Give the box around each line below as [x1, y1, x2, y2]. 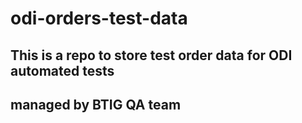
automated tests [10, 62, 115, 79]
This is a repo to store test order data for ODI [10, 47, 293, 64]
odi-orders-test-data [10, 7, 188, 30]
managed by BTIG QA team [10, 96, 182, 113]
